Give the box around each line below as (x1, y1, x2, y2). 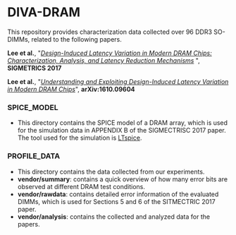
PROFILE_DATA (7, 151, 61, 161)
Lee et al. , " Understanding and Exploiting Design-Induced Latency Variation (7, 77, 229, 85)
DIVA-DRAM (7, 4, 81, 20)
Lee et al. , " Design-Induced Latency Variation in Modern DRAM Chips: (7, 49, 213, 57)
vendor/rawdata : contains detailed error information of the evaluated (17, 190, 219, 198)
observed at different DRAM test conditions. (17, 182, 146, 191)
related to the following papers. (31, 35, 122, 43)
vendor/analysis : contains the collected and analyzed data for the (17, 212, 210, 221)
